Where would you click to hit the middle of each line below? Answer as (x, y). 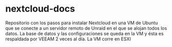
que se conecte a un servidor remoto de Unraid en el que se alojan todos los (86, 28)
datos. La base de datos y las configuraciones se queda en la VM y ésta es (84, 33)
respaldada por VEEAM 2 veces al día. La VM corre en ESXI (68, 39)
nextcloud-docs (40, 9)
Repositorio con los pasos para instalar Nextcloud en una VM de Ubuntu (82, 23)
